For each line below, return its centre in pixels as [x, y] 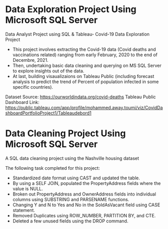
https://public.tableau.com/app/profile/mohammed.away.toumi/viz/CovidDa [84, 107]
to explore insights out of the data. [48, 71]
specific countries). [33, 87]
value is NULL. [28, 188]
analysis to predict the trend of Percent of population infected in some [86, 82]
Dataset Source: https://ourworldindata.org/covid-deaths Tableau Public [80, 97]
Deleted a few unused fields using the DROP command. [70, 221]
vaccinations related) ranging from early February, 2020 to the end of [85, 55]
